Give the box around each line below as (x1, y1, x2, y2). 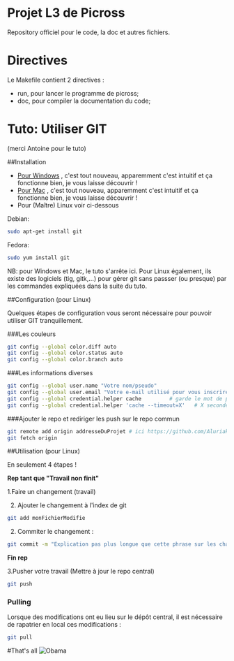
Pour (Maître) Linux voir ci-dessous (17, 201, 119, 209)
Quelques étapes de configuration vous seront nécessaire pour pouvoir (7, 309, 212, 317)
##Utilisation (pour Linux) (7, 447, 80, 456)
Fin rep (7, 553, 28, 562)
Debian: (7, 215, 30, 223)
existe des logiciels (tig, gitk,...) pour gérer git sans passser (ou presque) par (7, 274, 227, 282)
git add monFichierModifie (7, 515, 86, 522)
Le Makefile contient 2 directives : (7, 75, 104, 84)
